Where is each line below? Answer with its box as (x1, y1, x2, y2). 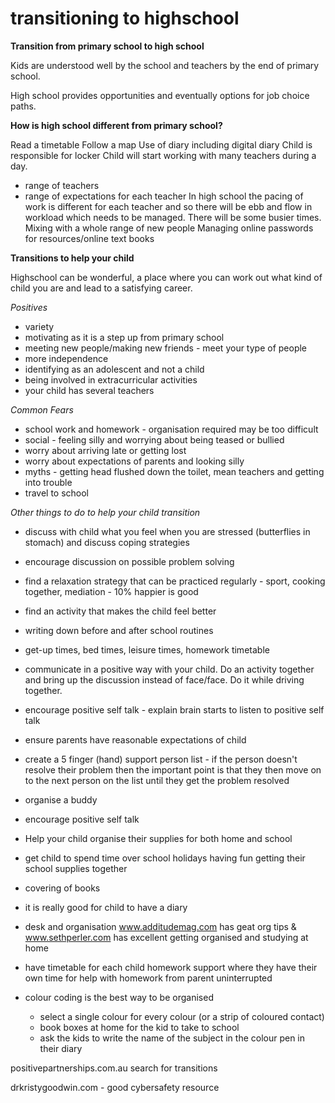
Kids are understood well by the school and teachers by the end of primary (10, 59, 320, 71)
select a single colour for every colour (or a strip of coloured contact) (39, 1010, 325, 1022)
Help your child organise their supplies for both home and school (24, 832, 293, 844)
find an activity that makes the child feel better (24, 605, 217, 617)
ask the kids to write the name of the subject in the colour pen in (39, 1032, 306, 1044)
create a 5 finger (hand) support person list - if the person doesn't (24, 753, 298, 765)
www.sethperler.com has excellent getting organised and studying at (24, 931, 309, 943)
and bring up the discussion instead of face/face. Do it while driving (24, 673, 305, 686)
